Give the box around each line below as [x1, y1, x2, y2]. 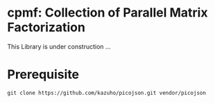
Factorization [7, 19, 85, 35]
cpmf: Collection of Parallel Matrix [7, 5, 208, 21]
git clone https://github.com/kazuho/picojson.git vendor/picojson [7, 89, 207, 96]
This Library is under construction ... [7, 42, 111, 50]
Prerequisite [7, 67, 80, 82]
